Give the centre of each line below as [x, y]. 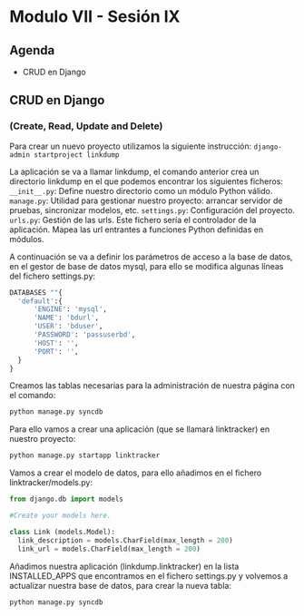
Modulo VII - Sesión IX [95, 17]
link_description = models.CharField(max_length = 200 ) [125, 540]
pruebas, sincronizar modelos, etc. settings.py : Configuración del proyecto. [152, 210]
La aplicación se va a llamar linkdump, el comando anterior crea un [134, 171]
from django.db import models [67, 499]
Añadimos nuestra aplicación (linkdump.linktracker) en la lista [124, 566]
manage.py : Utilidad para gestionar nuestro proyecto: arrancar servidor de [146, 200]
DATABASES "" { [36, 292]
